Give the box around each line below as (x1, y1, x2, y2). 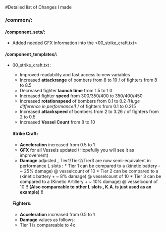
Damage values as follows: (19, 217, 75, 223)
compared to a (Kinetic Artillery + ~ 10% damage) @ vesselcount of (19, 178, 158, 184)
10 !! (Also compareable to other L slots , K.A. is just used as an (19, 183, 152, 190)
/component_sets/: (5, 29, 46, 35)
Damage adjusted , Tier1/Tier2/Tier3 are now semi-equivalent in (19, 157, 151, 163)
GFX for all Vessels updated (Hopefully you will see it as (19, 147, 135, 153)
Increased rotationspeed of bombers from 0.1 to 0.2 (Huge (19, 98, 140, 104)
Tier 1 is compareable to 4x (19, 222, 75, 228)
